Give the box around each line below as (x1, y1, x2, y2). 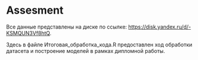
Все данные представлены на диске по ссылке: (6, 23, 127, 30)
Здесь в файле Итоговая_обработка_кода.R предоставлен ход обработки (6, 41, 193, 48)
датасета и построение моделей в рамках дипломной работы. (6, 47, 165, 54)
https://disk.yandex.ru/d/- (128, 23, 191, 30)
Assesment (6, 4, 64, 17)
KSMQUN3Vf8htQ (6, 29, 50, 36)
